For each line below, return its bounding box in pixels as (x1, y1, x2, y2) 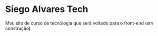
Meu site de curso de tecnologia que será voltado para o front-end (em (5, 20, 153, 26)
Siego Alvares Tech (5, 3, 88, 15)
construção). (5, 25, 32, 31)
